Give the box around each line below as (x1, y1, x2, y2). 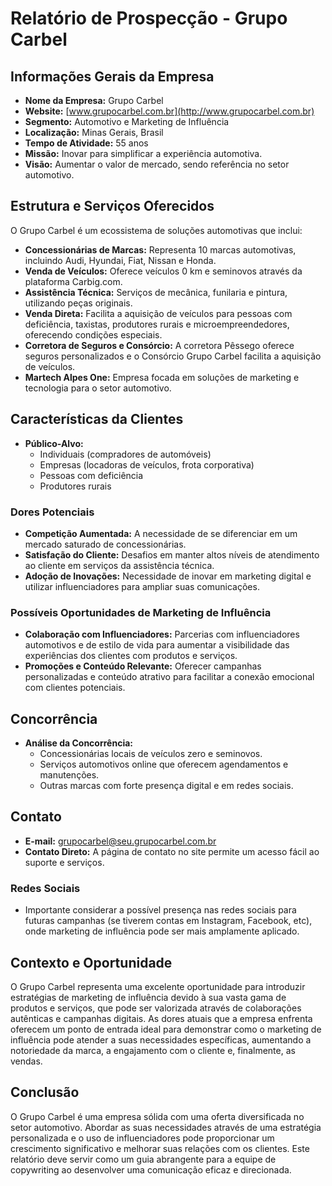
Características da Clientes (10, 411, 184, 428)
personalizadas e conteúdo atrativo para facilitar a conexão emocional (24, 671, 315, 683)
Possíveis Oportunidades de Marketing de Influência (10, 605, 272, 619)
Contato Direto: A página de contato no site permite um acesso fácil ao (24, 845, 320, 857)
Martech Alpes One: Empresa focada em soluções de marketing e (24, 371, 300, 383)
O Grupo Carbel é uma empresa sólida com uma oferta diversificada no (10, 1110, 305, 1122)
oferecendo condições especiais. (24, 328, 163, 341)
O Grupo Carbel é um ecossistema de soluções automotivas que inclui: (10, 224, 303, 236)
